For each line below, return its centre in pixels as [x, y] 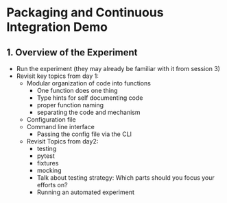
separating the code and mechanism [88, 112]
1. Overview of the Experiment [72, 52]
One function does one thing [77, 91]
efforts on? [52, 185]
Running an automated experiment [85, 192]
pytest [46, 156]
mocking [49, 170]
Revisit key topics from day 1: [57, 76]
